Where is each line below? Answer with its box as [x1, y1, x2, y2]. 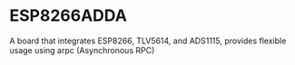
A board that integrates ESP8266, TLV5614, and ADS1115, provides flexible [9, 35, 287, 46]
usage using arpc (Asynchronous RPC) [9, 44, 155, 55]
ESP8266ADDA [9, 5, 127, 26]
